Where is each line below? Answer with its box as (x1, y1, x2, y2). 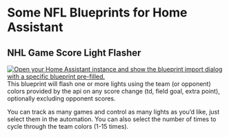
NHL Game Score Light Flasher (7, 47, 141, 59)
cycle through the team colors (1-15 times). (7, 123, 129, 130)
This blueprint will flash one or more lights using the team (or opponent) (7, 80, 212, 87)
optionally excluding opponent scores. (7, 94, 116, 103)
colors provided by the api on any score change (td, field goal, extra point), (7, 87, 221, 95)
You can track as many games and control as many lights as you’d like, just (7, 108, 220, 116)
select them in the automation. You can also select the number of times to (7, 115, 217, 123)
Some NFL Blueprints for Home (7, 5, 188, 21)
